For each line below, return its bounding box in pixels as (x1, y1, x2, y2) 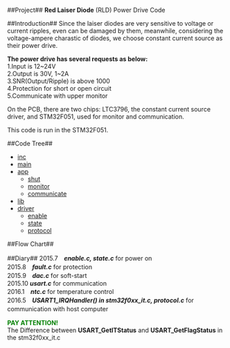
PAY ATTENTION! (7, 319, 59, 327)
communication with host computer (7, 305, 109, 313)
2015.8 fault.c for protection (7, 263, 92, 271)
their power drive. (7, 42, 58, 49)
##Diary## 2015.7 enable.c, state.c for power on (7, 254, 152, 262)
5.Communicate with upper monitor (7, 92, 108, 100)
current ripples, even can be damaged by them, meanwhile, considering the (7, 27, 224, 35)
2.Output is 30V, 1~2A (7, 69, 69, 78)
